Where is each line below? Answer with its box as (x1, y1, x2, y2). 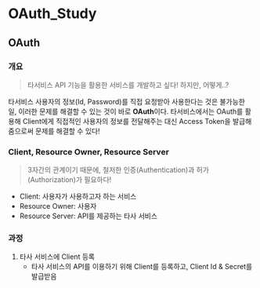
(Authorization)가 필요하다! (27, 175, 112, 184)
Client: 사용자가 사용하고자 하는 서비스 (19, 191, 137, 201)
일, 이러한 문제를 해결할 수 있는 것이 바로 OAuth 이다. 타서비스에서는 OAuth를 (8, 107, 244, 116)
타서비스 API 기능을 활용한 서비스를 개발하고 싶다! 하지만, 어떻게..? (27, 80, 229, 89)
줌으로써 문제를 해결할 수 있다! (8, 126, 100, 136)
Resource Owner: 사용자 (19, 202, 97, 211)
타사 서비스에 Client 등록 (19, 252, 96, 261)
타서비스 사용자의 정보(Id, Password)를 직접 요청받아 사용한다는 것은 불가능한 (8, 97, 245, 106)
